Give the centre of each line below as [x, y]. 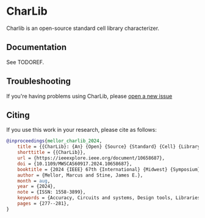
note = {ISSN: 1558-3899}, [52, 192]
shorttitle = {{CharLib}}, [52, 153]
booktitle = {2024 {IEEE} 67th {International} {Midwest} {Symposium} [109, 169]
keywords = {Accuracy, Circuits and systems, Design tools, [95, 198]
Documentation [37, 47]
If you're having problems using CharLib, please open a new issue [89, 96]
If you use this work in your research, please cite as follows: [81, 130]
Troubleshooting [39, 82]
